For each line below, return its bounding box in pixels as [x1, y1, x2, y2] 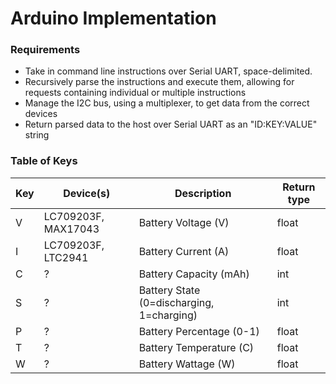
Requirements [10, 43, 81, 57]
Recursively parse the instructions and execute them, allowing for [24, 76, 295, 88]
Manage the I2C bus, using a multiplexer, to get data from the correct [24, 97, 310, 109]
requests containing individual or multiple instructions [24, 87, 247, 99]
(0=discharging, [138, 295, 215, 309]
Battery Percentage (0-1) [138, 324, 260, 338]
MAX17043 [43, 222, 100, 236]
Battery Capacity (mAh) [138, 267, 250, 281]
